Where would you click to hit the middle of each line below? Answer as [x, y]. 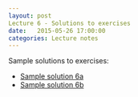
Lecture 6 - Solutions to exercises [69, 23]
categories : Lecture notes [53, 38]
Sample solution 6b [52, 85]
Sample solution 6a [52, 76]
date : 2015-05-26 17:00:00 [57, 30]
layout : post [30, 16]
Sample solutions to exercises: [59, 61]
